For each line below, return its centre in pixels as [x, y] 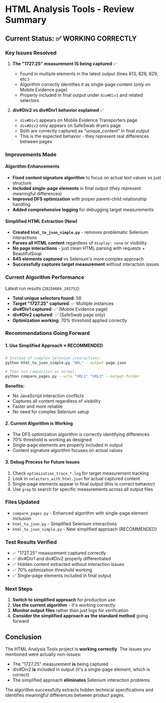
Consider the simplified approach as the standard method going [80, 616]
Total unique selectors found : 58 [47, 298]
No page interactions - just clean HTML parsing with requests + [79, 248]
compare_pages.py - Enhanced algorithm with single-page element [80, 513]
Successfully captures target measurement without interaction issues [85, 264]
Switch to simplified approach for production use [64, 600]
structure [22, 183]
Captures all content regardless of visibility [56, 401]
